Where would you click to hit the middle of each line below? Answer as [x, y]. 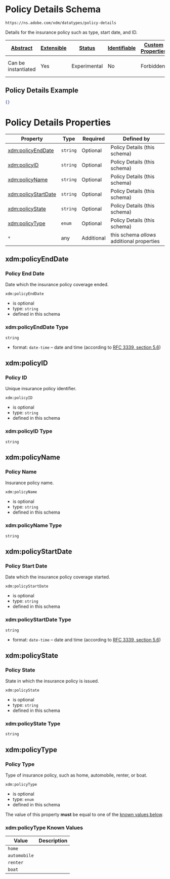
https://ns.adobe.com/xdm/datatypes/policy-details [61, 23]
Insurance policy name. [30, 483]
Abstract [22, 48]
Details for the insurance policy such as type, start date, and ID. [71, 32]
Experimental [87, 66]
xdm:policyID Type [29, 431]
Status [87, 48]
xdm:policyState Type [33, 724]
